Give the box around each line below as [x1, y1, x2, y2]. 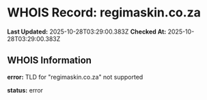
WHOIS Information [7, 55, 92, 66]
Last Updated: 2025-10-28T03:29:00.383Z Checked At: [7, 27, 167, 36]
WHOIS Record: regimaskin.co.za [7, 5, 202, 21]
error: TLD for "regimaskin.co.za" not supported [7, 73, 143, 81]
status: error [7, 86, 43, 94]
